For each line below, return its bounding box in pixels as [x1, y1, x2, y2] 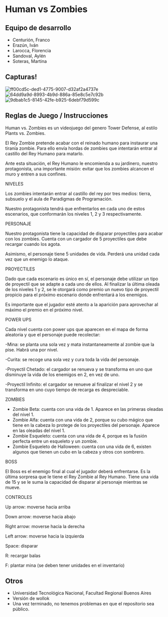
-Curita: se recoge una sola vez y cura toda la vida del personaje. [5, 356, 140, 363]
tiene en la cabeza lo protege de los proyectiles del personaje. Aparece [12, 422, 160, 428]
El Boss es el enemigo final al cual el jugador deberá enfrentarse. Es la [5, 468, 150, 474]
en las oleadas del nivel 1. [12, 427, 65, 433]
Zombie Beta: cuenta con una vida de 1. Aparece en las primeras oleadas [12, 406, 163, 412]
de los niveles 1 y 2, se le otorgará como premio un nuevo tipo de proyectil [5, 286, 159, 292]
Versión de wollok [12, 595, 50, 601]
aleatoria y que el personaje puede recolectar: [5, 331, 101, 337]
